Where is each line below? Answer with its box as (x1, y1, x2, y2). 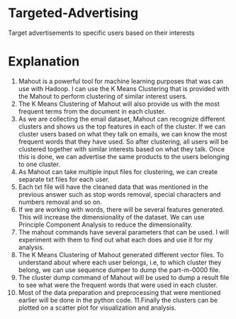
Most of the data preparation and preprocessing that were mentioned (18, 288, 221, 296)
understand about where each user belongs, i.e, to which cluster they (18, 258, 222, 266)
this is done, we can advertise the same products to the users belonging (18, 152, 230, 161)
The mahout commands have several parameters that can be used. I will (18, 227, 230, 236)
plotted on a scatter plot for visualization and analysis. (18, 303, 176, 312)
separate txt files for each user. (18, 175, 111, 183)
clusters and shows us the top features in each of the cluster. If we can (18, 122, 226, 131)
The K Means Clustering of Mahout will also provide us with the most (18, 99, 220, 108)
